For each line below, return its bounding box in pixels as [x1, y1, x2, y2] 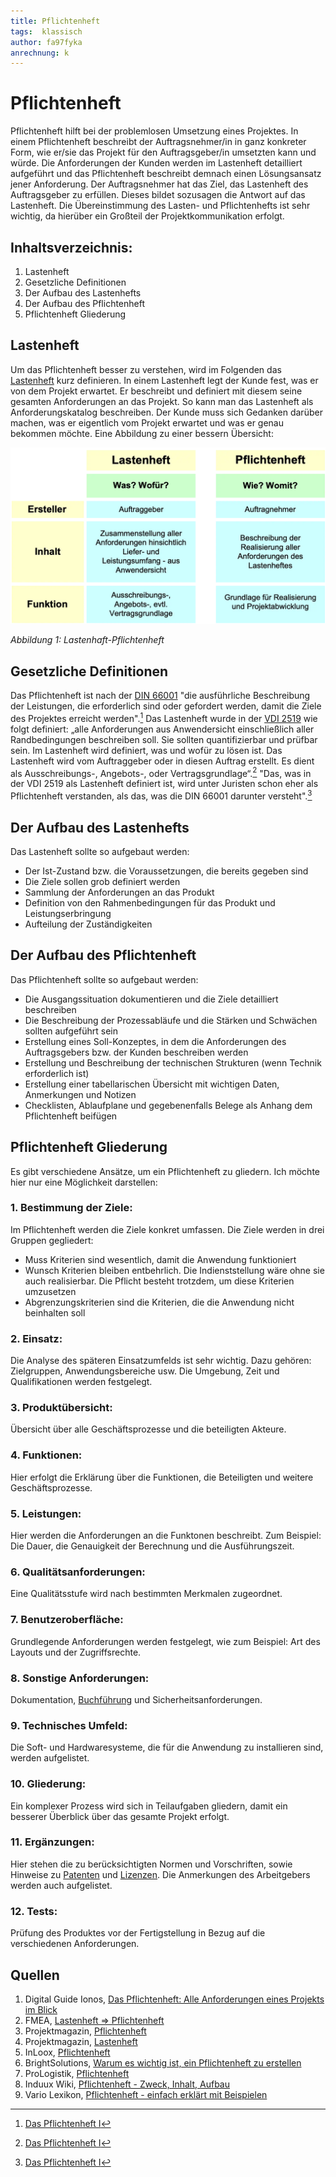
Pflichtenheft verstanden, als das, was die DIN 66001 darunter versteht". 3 [10, 788, 313, 802]
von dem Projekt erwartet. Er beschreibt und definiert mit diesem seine [10, 385, 303, 397]
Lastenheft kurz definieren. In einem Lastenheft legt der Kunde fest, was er [10, 374, 319, 386]
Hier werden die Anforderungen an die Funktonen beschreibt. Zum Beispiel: [10, 1530, 322, 1542]
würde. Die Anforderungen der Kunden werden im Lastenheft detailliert [10, 157, 303, 169]
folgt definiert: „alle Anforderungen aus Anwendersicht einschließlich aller [10, 723, 315, 735]
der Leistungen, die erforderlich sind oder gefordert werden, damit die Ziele [10, 700, 322, 712]
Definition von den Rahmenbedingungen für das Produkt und [24, 896, 276, 909]
